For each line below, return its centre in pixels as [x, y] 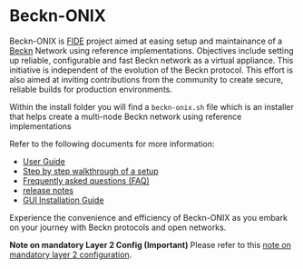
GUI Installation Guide [63, 200]
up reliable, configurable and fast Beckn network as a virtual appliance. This [151, 60]
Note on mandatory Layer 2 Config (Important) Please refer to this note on [151, 244]
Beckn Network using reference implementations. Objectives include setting [151, 50]
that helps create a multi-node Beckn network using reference [126, 116]
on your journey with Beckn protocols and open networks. [118, 227]
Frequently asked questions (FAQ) [86, 180]
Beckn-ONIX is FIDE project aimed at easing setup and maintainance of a [146, 41]
